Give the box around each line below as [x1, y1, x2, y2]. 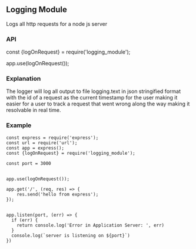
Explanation [6, 75, 41, 83]
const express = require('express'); [6, 135, 99, 141]
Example [6, 121, 32, 130]
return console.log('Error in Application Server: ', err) [16, 222, 165, 228]
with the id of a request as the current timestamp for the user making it [6, 94, 178, 101]
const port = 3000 [6, 160, 51, 167]
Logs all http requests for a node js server [6, 20, 108, 27]
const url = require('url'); [6, 140, 78, 146]
